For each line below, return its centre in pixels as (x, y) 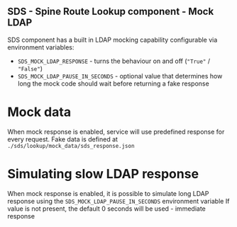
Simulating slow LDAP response (103, 174)
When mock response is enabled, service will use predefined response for (116, 132)
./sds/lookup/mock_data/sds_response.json (71, 146)
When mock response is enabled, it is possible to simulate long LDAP (108, 193)
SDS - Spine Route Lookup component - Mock (111, 12)
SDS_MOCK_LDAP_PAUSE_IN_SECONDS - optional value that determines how (120, 76)
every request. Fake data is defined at (63, 139)
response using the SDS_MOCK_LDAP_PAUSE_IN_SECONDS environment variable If (118, 201)
